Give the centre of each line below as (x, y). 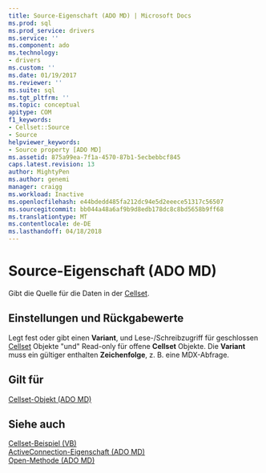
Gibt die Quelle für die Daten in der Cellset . (79, 293)
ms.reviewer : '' (35, 82)
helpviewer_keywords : (44, 142)
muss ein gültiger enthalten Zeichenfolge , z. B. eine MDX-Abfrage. (119, 355)
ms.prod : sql (30, 23)
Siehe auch (37, 424)
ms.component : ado (39, 46)
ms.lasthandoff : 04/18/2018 (55, 232)
